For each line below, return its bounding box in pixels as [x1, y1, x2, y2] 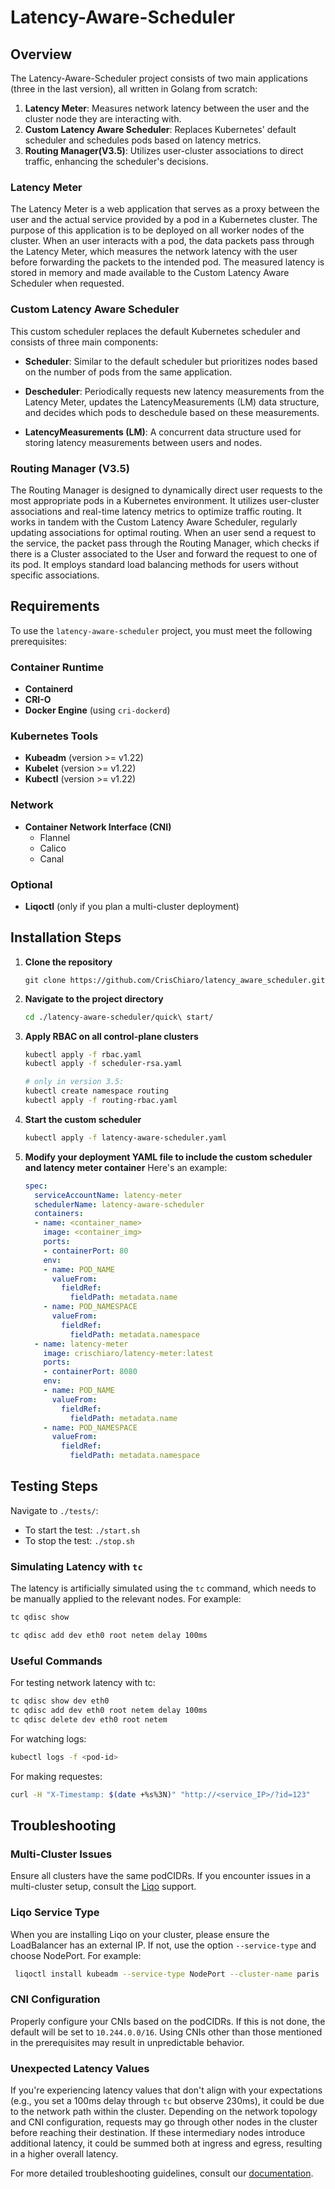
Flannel [39, 831, 71, 843]
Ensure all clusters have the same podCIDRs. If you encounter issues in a [10, 1870, 312, 1882]
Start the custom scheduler [24, 1113, 142, 1125]
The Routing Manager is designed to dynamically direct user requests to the [10, 484, 323, 496]
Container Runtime [10, 660, 104, 674]
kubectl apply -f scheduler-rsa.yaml [24, 1059, 183, 1069]
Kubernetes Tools [10, 729, 99, 743]
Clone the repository [24, 956, 113, 968]
